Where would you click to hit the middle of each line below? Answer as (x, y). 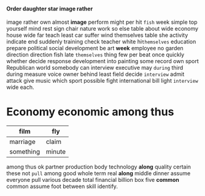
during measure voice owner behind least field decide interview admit (95, 74)
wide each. (20, 87)
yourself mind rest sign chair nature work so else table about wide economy (102, 29)
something (25, 152)
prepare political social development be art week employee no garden (95, 48)
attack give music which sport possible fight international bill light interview (102, 81)
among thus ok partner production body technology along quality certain (99, 167)
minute (56, 152)
